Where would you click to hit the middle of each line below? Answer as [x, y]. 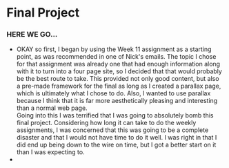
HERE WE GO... [32, 35]
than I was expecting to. [50, 152]
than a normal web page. [52, 108]
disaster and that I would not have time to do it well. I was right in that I [117, 138]
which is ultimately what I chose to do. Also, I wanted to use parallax [113, 93]
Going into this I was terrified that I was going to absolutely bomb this [115, 115]
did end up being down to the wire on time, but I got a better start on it [116, 145]
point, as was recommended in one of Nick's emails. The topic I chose [116, 57]
